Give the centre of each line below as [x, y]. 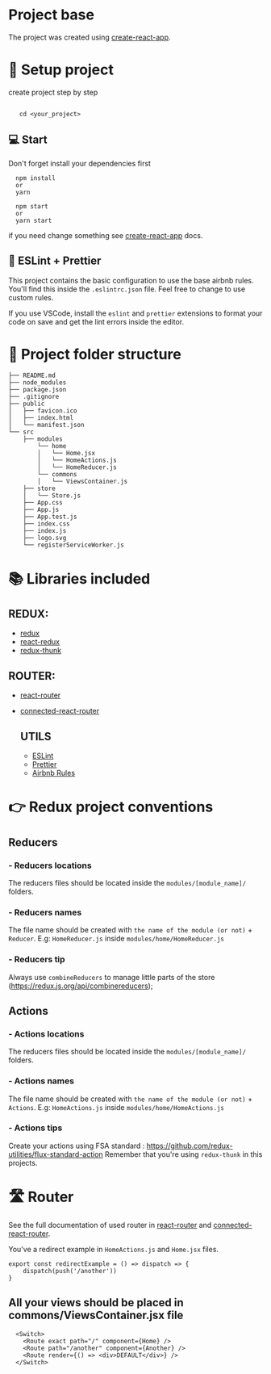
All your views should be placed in [96, 1303]
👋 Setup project [61, 70]
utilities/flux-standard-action [56, 1154]
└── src [21, 432]
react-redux [40, 642]
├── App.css [43, 503]
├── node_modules [38, 383]
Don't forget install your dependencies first [80, 163]
